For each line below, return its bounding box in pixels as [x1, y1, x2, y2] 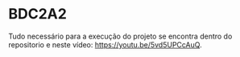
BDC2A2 [8, 5, 67, 23]
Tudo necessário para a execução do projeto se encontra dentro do [8, 31, 233, 41]
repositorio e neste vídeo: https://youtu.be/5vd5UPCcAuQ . [8, 39, 203, 49]
